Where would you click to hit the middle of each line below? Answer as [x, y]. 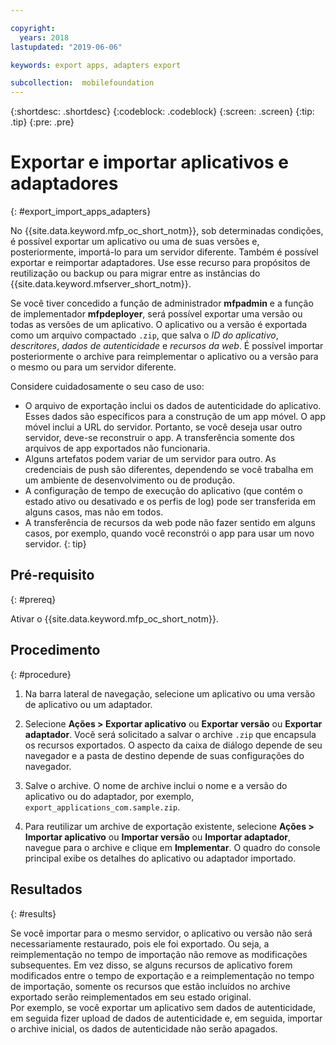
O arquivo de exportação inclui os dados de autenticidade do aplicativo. [173, 406]
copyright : [33, 28]
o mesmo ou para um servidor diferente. [93, 367]
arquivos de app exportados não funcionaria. [117, 448]
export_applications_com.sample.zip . [102, 807]
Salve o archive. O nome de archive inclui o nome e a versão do [156, 785]
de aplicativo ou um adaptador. [88, 704]
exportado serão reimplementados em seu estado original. [131, 997]
